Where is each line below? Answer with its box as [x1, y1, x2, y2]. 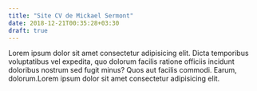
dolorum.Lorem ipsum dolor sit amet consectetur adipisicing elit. [8, 73, 220, 84]
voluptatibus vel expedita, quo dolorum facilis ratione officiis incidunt [8, 57, 235, 66]
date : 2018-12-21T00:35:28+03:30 [8, 19, 120, 27]
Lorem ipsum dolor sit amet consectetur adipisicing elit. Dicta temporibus [8, 49, 249, 58]
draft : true [8, 26, 48, 34]
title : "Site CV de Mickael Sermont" [8, 11, 134, 20]
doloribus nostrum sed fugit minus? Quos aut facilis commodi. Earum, [8, 65, 237, 75]
